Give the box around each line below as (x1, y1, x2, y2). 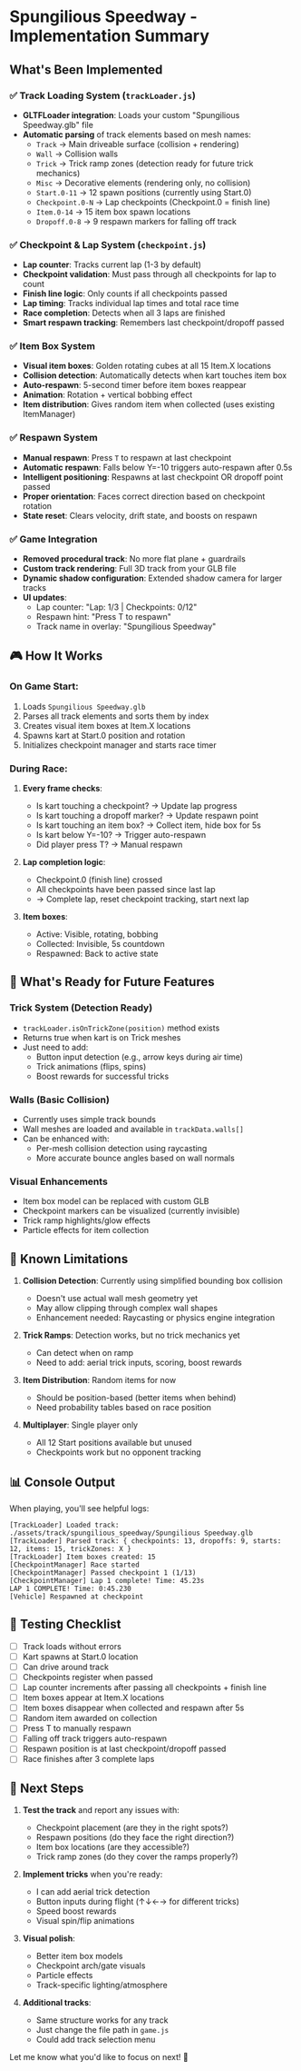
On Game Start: (9, 680, 79, 692)
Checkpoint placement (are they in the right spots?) (35, 1822, 229, 1833)
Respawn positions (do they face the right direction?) (35, 1832, 235, 1843)
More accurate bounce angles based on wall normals (35, 1152, 236, 1164)
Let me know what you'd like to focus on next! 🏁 (9, 2052, 189, 2063)
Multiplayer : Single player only (22, 1419, 139, 1430)
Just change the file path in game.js (35, 2025, 170, 2036)
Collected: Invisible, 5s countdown (35, 939, 165, 950)
